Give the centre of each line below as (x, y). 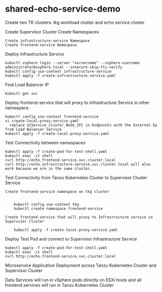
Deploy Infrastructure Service (35, 54)
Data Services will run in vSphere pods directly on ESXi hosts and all (73, 280)
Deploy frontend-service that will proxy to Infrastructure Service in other (77, 103)
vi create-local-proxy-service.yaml (42, 121)
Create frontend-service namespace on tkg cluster (57, 191)
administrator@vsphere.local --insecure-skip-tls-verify (64, 67)
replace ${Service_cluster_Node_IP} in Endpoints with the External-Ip (83, 125)
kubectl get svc (21, 93)
